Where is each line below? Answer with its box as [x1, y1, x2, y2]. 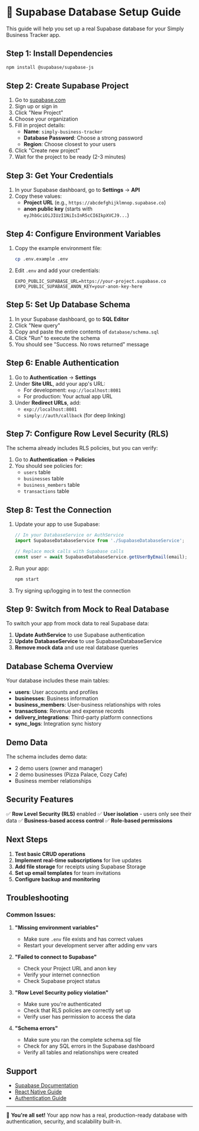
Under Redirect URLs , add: [14, 399, 81, 406]
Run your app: [14, 565, 49, 572]
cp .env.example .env [14, 256, 68, 262]
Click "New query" [14, 322, 60, 329]
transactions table [23, 487, 70, 495]
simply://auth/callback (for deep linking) [23, 411, 126, 418]
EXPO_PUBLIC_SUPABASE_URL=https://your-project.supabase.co [14, 278, 166, 284]
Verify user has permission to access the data [23, 1013, 136, 1020]
